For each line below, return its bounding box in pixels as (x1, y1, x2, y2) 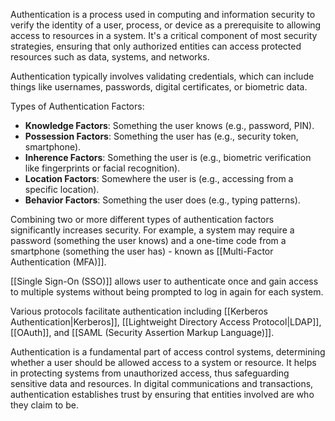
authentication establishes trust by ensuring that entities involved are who (10, 389, 315, 400)
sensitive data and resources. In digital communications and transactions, (10, 378, 314, 389)
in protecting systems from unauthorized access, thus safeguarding (10, 367, 290, 379)
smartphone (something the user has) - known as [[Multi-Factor (10, 245, 274, 257)
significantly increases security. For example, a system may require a (10, 224, 295, 236)
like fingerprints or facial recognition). (24, 162, 181, 174)
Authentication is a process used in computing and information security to (10, 9, 316, 20)
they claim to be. (10, 399, 79, 411)
